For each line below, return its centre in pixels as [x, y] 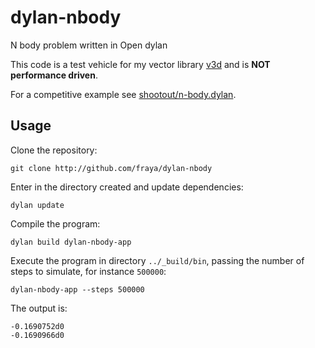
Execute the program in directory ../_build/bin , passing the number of [157, 260]
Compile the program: [55, 223]
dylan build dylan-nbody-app [71, 242]
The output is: [39, 308]
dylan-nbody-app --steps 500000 [77, 289]
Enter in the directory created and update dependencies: [127, 187]
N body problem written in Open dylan [89, 45]
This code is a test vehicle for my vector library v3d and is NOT [140, 64]
